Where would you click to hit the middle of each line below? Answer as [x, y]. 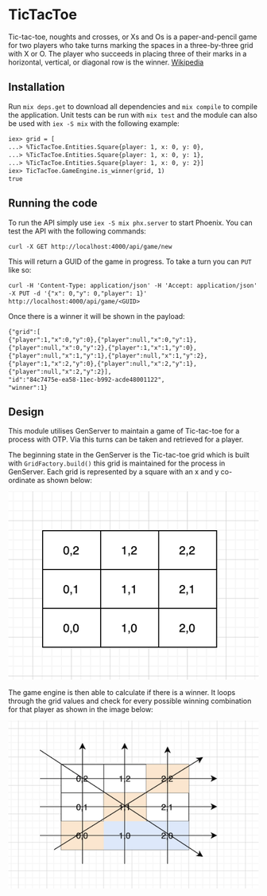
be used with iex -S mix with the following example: [94, 123]
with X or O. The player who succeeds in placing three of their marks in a [128, 53]
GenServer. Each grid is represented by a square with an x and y [114, 472]
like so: [20, 269]
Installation [37, 87]
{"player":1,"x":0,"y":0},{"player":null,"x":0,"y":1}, [103, 340]
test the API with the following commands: [77, 231]
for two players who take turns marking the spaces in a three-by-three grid [131, 45]
